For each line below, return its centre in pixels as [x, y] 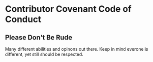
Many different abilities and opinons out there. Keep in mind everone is [77, 49]
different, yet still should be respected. [44, 54]
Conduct [23, 19]
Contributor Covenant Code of [68, 9]
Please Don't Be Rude [39, 37]
